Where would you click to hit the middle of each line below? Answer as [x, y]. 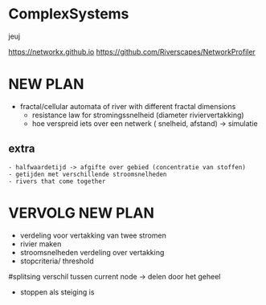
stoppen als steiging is [57, 292]
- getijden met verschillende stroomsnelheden [88, 174]
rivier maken [41, 244]
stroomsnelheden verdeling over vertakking [92, 252]
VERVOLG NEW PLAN [82, 213]
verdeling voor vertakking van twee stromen [93, 235]
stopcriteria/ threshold [57, 261]
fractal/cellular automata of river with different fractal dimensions [128, 106]
